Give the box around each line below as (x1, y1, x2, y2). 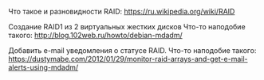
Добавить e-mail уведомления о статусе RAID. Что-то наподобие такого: (8, 46, 257, 55)
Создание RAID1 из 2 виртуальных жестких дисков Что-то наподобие (8, 22, 246, 31)
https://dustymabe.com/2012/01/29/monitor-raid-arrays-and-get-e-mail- (8, 55, 248, 63)
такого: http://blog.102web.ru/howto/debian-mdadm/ (8, 31, 183, 40)
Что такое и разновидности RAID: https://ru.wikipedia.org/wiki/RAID (8, 7, 235, 16)
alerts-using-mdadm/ (8, 63, 79, 72)
